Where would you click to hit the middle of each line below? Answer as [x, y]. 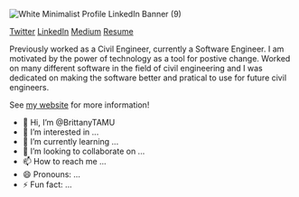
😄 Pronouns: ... [51, 174]
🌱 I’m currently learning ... [70, 141]
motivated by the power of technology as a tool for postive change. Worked [150, 58]
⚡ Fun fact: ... [47, 184]
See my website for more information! [79, 105]
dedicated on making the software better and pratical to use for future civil [148, 78]
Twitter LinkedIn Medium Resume [71, 31]
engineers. [29, 87]
